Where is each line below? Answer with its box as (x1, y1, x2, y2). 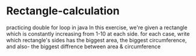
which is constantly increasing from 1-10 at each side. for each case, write (6, 30, 190, 37)
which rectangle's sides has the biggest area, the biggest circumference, (6, 36, 188, 43)
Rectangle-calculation (6, 4, 120, 18)
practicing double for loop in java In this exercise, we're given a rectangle (6, 24, 188, 31)
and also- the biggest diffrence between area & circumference (6, 43, 161, 50)
